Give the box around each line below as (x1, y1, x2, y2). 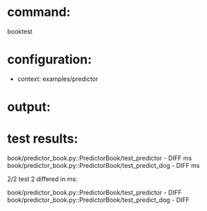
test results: (7, 131, 78, 147)
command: (7, 4, 71, 20)
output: (7, 99, 51, 115)
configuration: (7, 52, 92, 68)
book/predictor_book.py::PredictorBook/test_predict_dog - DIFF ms (7, 162, 200, 169)
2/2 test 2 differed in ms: (7, 175, 78, 183)
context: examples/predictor (17, 75, 99, 83)
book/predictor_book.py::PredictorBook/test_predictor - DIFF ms (7, 154, 192, 162)
